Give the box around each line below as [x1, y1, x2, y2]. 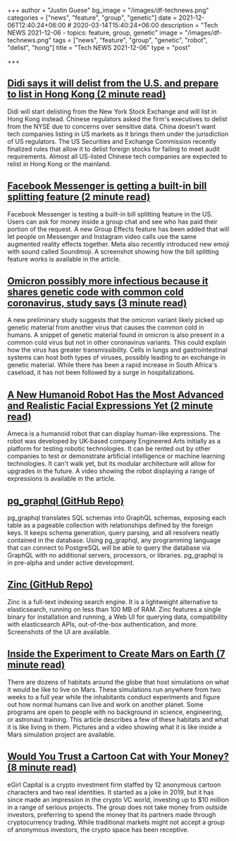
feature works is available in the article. [7, 254, 121, 263]
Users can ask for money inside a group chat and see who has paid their [7, 217, 218, 226]
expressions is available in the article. [7, 474, 116, 483]
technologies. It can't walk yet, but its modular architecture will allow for [7, 460, 216, 468]
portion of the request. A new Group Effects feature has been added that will [7, 225, 230, 233]
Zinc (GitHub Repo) [7, 579, 93, 591]
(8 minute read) [7, 761, 77, 774]
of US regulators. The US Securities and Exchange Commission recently [7, 137, 217, 145]
